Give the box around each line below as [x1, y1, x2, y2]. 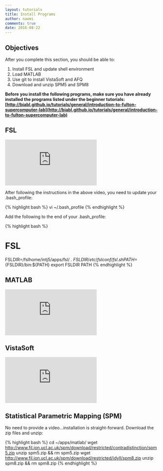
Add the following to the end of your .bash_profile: [5, 214, 106, 220]
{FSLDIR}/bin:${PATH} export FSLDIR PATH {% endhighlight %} [5, 262, 133, 268]
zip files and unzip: [5, 430, 43, 436]
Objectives [5, 44, 39, 52]
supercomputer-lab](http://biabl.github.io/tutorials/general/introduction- [5, 106, 158, 113]
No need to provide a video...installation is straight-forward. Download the [5, 425, 154, 431]
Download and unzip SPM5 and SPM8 [12, 81, 89, 87]
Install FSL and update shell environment [12, 66, 94, 72]
